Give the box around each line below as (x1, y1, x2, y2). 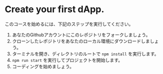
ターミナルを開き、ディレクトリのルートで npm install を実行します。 (12, 51, 159, 57)
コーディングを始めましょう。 (12, 63, 74, 69)
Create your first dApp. (5, 4, 105, 15)
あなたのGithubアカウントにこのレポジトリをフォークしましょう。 (12, 31, 151, 38)
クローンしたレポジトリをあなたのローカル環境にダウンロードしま (12, 38, 150, 44)
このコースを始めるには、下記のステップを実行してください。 (5, 21, 134, 27)
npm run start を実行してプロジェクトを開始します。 (12, 57, 123, 63)
